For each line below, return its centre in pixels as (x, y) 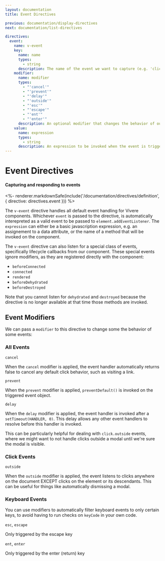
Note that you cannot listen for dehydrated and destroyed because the (75, 297)
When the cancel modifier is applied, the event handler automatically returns (82, 366)
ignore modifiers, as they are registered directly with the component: (74, 257)
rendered (21, 277)
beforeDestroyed (29, 288)
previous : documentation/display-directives (51, 23)
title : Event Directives (30, 14)
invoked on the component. (33, 236)
